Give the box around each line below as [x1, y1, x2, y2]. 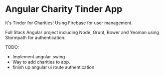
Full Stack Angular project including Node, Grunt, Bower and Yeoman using [5, 29, 160, 35]
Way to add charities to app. [12, 59, 71, 65]
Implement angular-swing [12, 53, 65, 60]
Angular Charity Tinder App [5, 3, 123, 15]
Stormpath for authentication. [5, 35, 66, 40]
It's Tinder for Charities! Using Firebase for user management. [5, 20, 133, 26]
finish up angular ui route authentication [12, 64, 95, 70]
